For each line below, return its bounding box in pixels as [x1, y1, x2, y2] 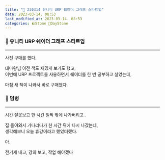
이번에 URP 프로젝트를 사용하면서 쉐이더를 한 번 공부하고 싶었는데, [5, 71, 132, 77]
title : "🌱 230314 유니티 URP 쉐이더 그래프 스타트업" [5, 7, 104, 12]
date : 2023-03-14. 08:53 [5, 12, 56, 17]
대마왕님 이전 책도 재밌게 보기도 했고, [5, 65, 76, 71]
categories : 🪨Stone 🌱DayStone [5, 21, 69, 26]
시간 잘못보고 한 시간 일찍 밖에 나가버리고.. [5, 111, 86, 118]
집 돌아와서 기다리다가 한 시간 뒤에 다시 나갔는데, [5, 122, 98, 128]
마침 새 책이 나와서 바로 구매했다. [5, 81, 68, 87]
